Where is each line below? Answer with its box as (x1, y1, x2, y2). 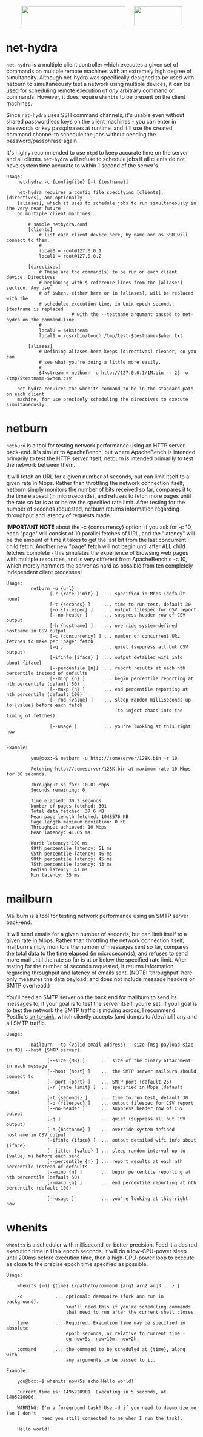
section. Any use (6, 285, 50, 291)
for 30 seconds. (6, 771, 47, 777)
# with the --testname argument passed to (71, 311, 181, 318)
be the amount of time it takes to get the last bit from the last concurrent (6, 536, 187, 543)
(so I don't (6, 1410, 36, 1416)
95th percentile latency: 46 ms (30, 851, 113, 857)
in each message (6, 1063, 47, 1069)
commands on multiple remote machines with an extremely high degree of (6, 67, 192, 75)
